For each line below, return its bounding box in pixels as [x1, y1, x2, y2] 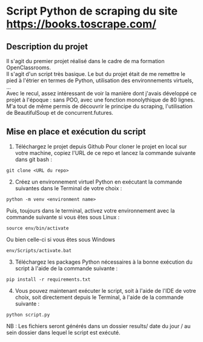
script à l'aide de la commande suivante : [15, 264, 118, 272]
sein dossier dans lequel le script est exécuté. [6, 329, 121, 336]
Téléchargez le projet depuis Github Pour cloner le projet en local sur [15, 143, 187, 150]
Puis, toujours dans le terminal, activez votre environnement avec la [6, 207, 175, 214]
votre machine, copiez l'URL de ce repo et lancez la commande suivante [15, 149, 196, 156]
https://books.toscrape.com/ [6, 17, 156, 31]
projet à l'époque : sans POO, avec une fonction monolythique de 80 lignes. [6, 96, 195, 103]
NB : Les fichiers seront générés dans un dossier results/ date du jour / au [6, 322, 191, 329]
